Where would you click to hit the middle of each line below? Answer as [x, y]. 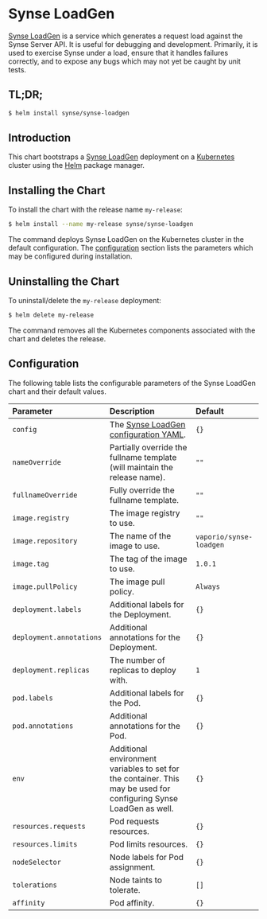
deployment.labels [47, 609]
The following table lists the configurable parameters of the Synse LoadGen [132, 383]
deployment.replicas [51, 670]
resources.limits [45, 844]
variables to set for [145, 769]
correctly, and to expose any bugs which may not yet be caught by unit [124, 61]
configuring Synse [144, 798]
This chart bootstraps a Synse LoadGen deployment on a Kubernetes [122, 157]
